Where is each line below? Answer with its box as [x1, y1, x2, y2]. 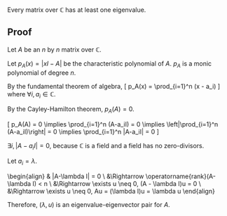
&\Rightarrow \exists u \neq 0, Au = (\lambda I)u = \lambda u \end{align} [7, 187, 215, 195]
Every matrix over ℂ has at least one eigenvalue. [7, 6, 146, 14]
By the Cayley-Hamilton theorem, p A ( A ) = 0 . [7, 105, 135, 115]
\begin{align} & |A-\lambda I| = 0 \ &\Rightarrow [7, 172, 144, 180]
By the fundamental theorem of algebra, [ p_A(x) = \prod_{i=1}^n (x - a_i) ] [7, 82, 221, 90]
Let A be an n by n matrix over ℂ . [7, 45, 102, 54]
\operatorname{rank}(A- [145, 172, 216, 180]
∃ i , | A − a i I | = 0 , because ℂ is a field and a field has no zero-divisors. [7, 142, 205, 152]
